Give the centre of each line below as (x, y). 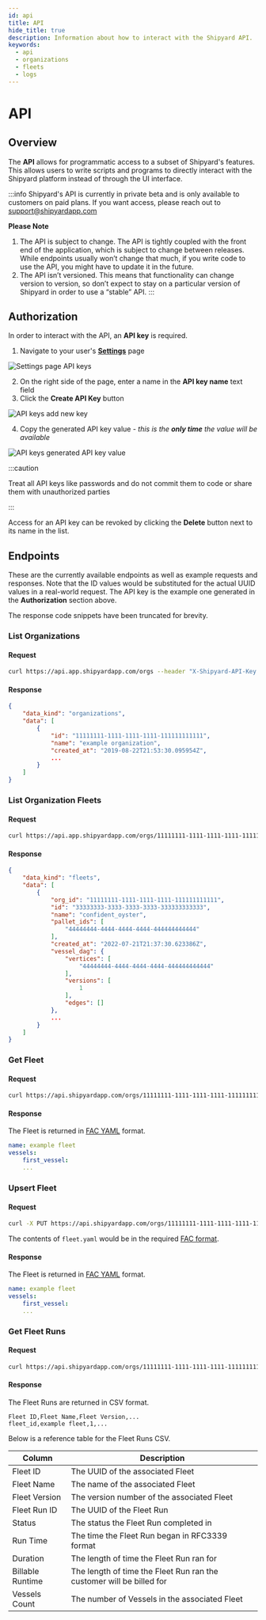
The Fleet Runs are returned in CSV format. (79, 1402)
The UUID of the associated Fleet (133, 1471)
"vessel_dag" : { (77, 951)
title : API (26, 23)
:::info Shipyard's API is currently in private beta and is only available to (124, 194)
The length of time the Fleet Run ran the (145, 1571)
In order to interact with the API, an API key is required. (98, 336)
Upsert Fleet (32, 1188)
